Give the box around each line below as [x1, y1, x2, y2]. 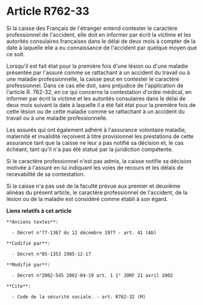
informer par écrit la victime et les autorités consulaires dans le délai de [6, 95, 186, 102]
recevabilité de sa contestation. [6, 170, 85, 178]
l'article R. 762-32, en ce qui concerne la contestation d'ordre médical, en [6, 88, 192, 95]
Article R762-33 [6, 4, 90, 18]
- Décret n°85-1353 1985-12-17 [12, 251, 91, 257]
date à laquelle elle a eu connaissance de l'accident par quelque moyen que [6, 44, 197, 51]
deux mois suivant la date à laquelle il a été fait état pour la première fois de [6, 101, 196, 108]
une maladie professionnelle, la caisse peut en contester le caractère [6, 75, 180, 83]
